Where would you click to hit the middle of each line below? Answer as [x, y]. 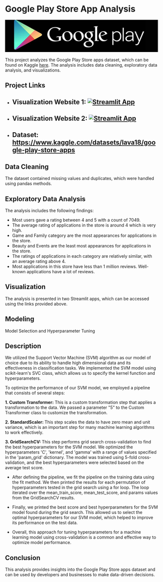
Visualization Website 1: [49, 102]
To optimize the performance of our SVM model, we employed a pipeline [78, 388]
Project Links [25, 85]
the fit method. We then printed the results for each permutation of [79, 482]
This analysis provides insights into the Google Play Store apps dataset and [80, 569]
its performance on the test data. [45, 523]
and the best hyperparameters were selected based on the [85, 462]
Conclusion [23, 558]
